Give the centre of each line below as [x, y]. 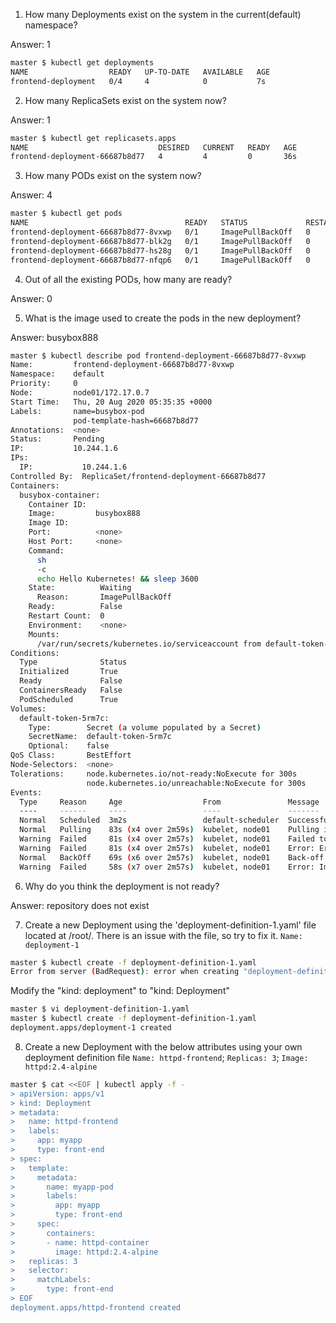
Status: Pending [57, 439]
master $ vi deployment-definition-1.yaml [100, 1009]
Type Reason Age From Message [169, 802]
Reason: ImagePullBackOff [104, 597]
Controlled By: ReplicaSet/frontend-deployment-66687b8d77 [138, 476]
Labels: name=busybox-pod [77, 411]
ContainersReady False [71, 690]
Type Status [73, 662]
